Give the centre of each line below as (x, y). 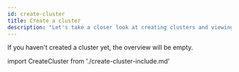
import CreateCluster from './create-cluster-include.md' (89, 61)
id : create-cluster (36, 14)
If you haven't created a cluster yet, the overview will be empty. (100, 48)
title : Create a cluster (44, 21)
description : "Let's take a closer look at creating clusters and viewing (121, 27)
